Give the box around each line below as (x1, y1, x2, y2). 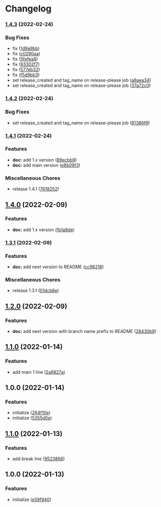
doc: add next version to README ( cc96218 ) (12, 264, 104, 270)
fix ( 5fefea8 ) (12, 56, 38, 62)
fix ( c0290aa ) (12, 51, 41, 57)
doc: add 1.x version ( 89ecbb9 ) (12, 157, 77, 163)
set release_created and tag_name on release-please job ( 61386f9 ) (12, 120, 150, 126)
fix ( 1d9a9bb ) (12, 45, 40, 51)
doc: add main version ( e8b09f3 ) (12, 162, 80, 168)
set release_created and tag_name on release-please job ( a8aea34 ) (12, 77, 152, 83)
